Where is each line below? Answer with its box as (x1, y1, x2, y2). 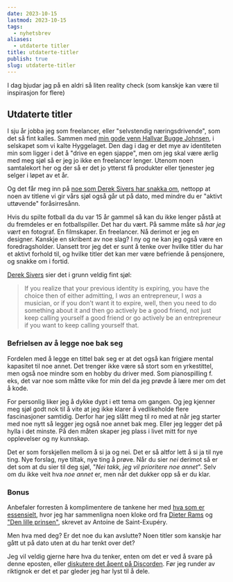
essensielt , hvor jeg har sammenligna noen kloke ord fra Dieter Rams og (7, 510, 213, 519)
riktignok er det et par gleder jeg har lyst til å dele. (7, 567, 150, 576)
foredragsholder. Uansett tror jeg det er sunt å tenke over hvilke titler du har (7, 243, 223, 251)
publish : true (7, 56, 49, 63)
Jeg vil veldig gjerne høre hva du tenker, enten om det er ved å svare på (7, 552, 213, 560)
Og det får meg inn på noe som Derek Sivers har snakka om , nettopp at (7, 185, 211, 193)
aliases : (7, 36, 33, 43)
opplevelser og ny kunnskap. (7, 434, 90, 442)
